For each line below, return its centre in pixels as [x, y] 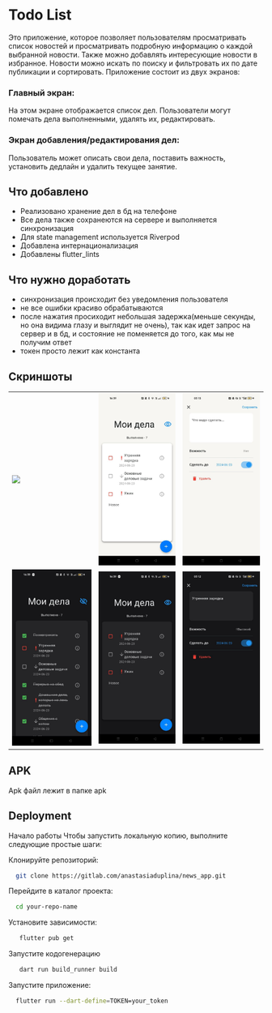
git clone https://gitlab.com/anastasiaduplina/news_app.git [121, 876]
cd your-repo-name [47, 907]
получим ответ [46, 343]
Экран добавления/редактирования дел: [94, 140]
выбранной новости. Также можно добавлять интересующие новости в [133, 54]
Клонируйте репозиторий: [53, 860]
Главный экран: [42, 92]
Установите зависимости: [53, 922]
